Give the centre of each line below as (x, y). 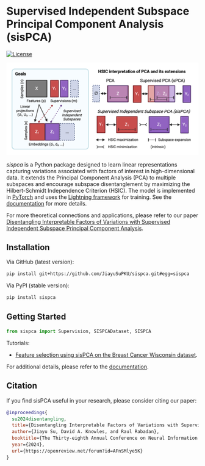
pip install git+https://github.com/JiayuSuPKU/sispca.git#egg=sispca (98, 274)
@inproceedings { (27, 412)
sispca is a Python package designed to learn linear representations (92, 164)
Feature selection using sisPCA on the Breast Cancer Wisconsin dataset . (106, 354)
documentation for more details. (47, 203)
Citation (22, 386)
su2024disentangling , (39, 419)
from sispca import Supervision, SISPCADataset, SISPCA (79, 331)
